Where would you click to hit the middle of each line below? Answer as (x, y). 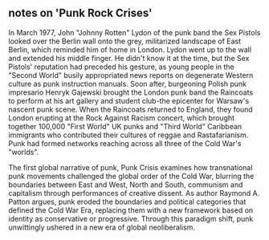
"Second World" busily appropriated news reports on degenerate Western (131, 75)
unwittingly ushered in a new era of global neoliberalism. (102, 227)
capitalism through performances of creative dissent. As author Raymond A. (134, 193)
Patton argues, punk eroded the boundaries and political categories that (127, 201)
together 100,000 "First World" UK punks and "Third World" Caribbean (125, 126)
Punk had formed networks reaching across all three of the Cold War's (125, 143)
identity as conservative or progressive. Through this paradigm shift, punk (131, 218)
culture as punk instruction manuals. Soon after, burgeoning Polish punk (128, 83)
